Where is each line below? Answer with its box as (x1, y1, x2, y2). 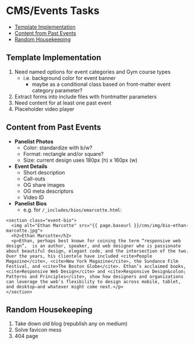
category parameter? (31, 86, 83, 94)
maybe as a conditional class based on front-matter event (31, 81, 171, 88)
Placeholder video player (14, 105, 75, 112)
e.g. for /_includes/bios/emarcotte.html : (23, 206, 122, 213)
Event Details (14, 162, 48, 170)
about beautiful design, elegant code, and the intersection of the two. (6, 248, 189, 254)
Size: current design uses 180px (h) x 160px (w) (23, 156, 138, 163)
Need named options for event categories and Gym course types (14, 68, 171, 75)
